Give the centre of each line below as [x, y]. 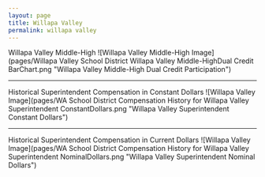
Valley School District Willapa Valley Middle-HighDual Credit [156, 61]
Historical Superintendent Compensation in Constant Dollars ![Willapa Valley [132, 92]
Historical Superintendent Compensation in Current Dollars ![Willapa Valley [129, 140]
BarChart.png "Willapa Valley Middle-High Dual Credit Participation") [120, 70]
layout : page [30, 15]
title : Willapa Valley [45, 23]
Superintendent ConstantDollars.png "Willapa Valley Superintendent [119, 109]
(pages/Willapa [33, 61]
